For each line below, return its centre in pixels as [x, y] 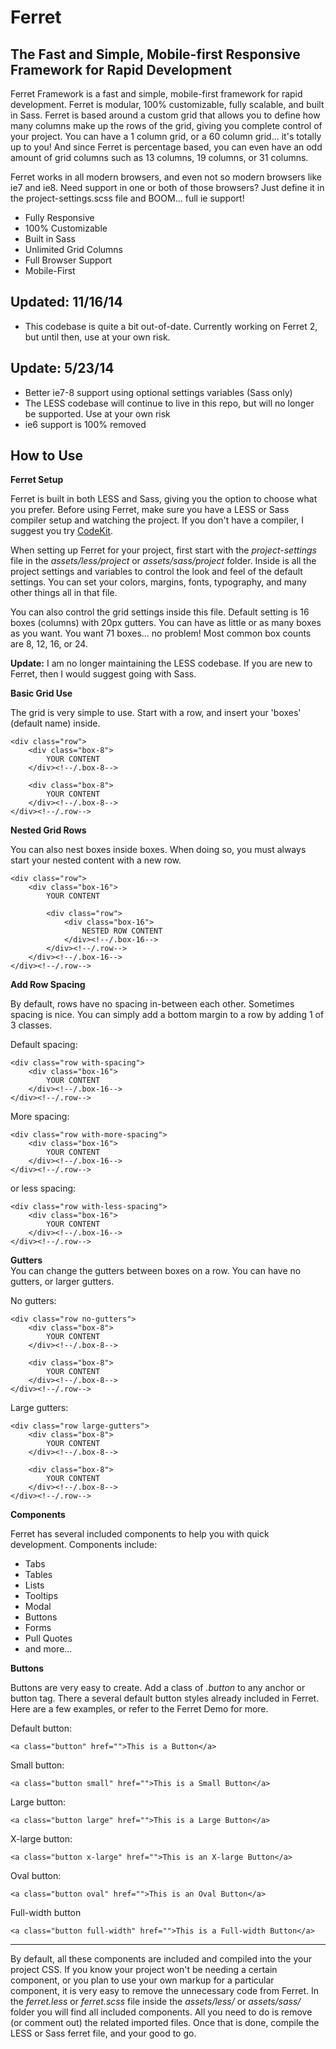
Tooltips [41, 1596]
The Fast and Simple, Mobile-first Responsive [155, 54]
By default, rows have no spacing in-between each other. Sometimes [152, 1004]
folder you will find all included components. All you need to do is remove [161, 2012]
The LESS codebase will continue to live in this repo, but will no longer [169, 403]
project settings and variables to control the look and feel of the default [156, 572]
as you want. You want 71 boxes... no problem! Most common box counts [161, 633]
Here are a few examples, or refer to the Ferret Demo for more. [139, 1709]
